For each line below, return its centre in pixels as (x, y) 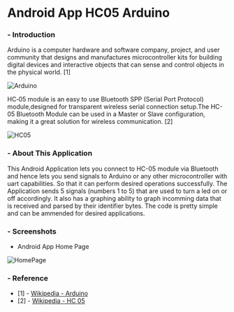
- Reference (28, 278)
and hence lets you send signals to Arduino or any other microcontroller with (117, 176)
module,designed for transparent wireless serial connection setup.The (108, 107)
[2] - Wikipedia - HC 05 (51, 301)
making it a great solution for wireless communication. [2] (90, 122)
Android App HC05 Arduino (89, 13)
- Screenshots (32, 231)
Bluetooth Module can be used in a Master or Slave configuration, (111, 114)
